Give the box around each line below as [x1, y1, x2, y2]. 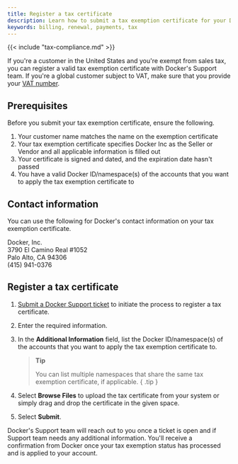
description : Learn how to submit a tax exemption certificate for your [7, 17, 227, 24]
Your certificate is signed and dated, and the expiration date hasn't [17, 155, 212, 164]
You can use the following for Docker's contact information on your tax [7, 217, 214, 225]
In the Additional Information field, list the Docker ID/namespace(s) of [17, 334, 223, 344]
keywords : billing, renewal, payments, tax [7, 23, 138, 30]
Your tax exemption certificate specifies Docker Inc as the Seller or [17, 140, 213, 149]
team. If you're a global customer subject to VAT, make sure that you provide [7, 72, 231, 80]
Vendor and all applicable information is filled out [17, 147, 161, 156]
